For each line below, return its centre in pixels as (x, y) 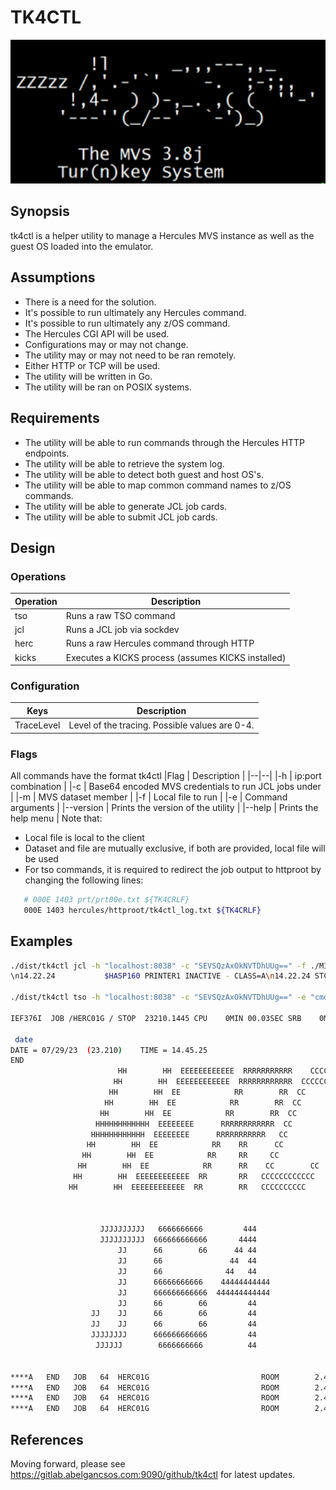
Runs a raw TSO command (120, 615)
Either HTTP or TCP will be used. (92, 365)
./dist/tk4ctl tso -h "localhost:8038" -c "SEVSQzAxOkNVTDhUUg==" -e (158, 997)
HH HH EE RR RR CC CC (198, 1166)
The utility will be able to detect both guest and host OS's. (144, 474)
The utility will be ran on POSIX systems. (108, 387)
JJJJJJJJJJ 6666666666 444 (178, 1229)
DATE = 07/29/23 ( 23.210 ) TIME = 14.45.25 (109, 1050)
